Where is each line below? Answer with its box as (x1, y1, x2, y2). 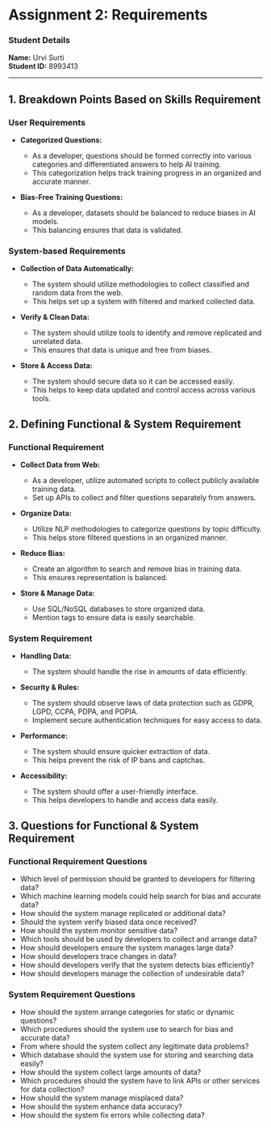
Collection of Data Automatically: (19, 264, 135, 274)
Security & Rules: (19, 682, 80, 693)
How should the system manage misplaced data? (19, 1093, 184, 1103)
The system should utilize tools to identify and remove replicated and (31, 328, 262, 337)
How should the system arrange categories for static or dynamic (19, 1007, 235, 1017)
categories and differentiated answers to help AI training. (31, 159, 222, 169)
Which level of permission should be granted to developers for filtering (19, 874, 256, 884)
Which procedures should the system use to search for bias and (19, 1024, 234, 1034)
